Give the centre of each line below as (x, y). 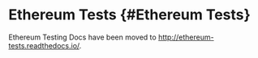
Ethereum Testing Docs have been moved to (82, 37)
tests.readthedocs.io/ (44, 45)
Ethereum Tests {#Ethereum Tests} (130, 15)
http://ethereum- (186, 37)
